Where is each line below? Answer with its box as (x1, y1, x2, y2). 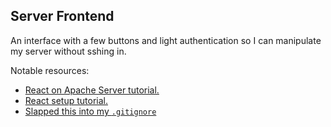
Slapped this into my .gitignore (24, 105, 157, 117)
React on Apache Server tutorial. (24, 84, 160, 96)
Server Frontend (10, 8, 115, 25)
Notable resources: (10, 64, 90, 76)
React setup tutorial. (24, 94, 108, 106)
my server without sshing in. (10, 45, 127, 57)
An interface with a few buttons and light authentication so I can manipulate (10, 34, 322, 46)
